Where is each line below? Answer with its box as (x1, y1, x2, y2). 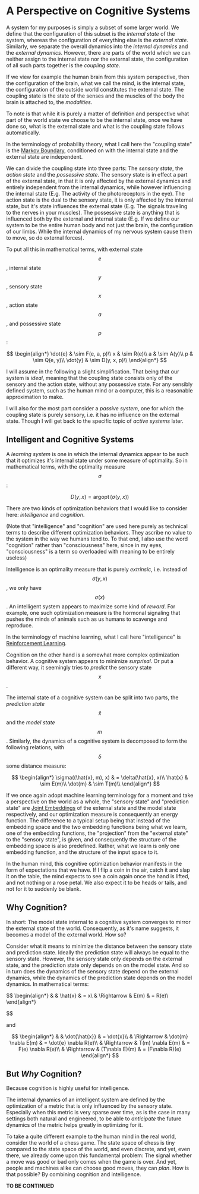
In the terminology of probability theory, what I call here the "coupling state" (6, 140, 192, 147)
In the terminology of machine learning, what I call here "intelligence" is (6, 633, 181, 640)
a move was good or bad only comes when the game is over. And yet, (6, 1158, 177, 1165)
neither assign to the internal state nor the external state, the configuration (6, 55, 188, 62)
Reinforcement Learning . (6, 639, 67, 646)
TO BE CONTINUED (6, 1182, 55, 1190)
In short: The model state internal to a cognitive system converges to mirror (6, 918, 191, 925)
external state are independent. (6, 153, 83, 160)
